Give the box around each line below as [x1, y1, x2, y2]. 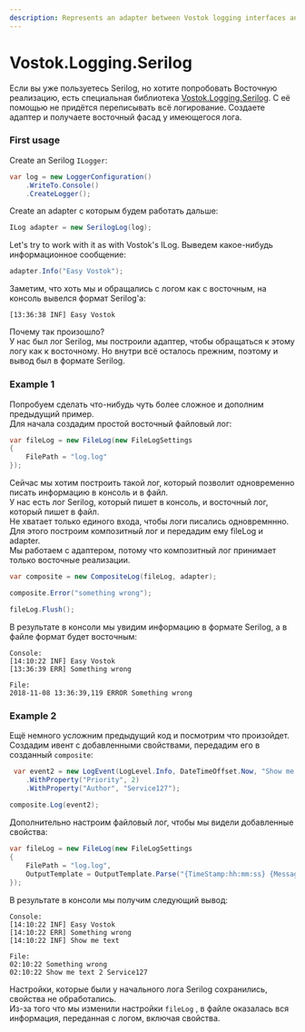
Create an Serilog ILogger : [9, 154, 108, 165]
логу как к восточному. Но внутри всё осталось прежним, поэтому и [9, 346, 279, 357]
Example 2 [9, 709, 57, 722]
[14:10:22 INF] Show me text [9, 936, 120, 945]
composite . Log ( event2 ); [9, 800, 100, 809]
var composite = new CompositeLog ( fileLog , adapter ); [9, 572, 218, 581]
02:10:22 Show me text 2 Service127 [9, 967, 148, 977]
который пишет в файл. [9, 506, 100, 518]
